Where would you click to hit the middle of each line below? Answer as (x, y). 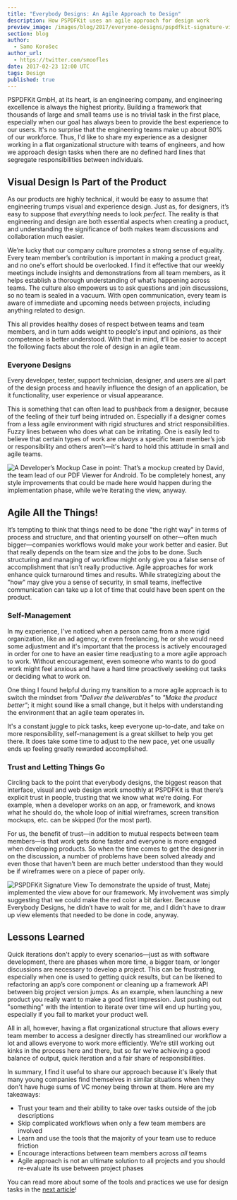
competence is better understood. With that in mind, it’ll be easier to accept (117, 339)
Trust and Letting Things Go (56, 767)
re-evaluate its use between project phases (80, 1168)
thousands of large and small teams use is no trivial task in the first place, (114, 115)
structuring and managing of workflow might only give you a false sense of (116, 560)
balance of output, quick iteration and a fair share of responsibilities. (107, 1058)
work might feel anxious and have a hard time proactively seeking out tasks (117, 668)
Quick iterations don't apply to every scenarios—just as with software (108, 954)
